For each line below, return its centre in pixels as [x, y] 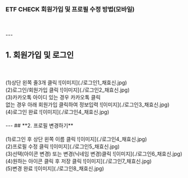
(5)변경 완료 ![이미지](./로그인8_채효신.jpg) [55, 169]
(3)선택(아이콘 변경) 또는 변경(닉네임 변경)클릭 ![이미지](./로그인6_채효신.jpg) [94, 154]
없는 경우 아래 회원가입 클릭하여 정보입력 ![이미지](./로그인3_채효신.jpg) [88, 105]
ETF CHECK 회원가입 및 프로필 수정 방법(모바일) [70, 9]
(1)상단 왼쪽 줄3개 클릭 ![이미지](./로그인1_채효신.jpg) [66, 83]
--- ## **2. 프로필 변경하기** [39, 126]
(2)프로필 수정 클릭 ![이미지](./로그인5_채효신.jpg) [63, 147]
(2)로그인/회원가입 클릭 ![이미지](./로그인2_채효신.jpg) [68, 90]
